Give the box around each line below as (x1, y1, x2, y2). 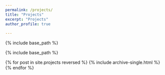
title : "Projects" (5, 12, 44, 17)
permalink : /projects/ (5, 7, 53, 13)
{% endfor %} (5, 65, 34, 71)
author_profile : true (5, 21, 51, 27)
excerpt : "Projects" (5, 17, 49, 22)
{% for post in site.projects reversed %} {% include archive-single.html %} (5, 59, 160, 65)
